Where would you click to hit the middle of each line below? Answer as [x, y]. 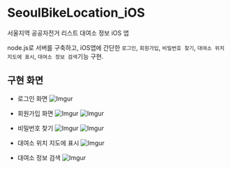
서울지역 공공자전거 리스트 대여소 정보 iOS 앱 [68, 33]
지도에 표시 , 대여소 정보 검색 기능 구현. [55, 56]
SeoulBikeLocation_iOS [76, 13]
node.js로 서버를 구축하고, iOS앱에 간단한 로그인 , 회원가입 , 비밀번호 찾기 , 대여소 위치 [116, 47]
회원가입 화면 [35, 113]
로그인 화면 [32, 98]
